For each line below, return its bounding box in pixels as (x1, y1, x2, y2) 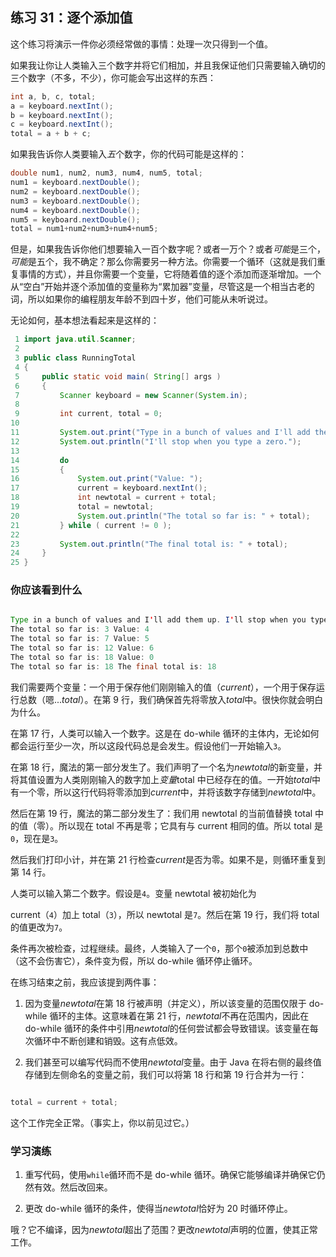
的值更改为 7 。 (10, 921, 68, 933)
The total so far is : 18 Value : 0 (10, 652, 155, 662)
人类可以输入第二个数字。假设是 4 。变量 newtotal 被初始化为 (10, 887, 257, 899)
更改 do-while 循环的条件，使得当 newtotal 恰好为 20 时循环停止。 (24, 1202, 293, 1214)
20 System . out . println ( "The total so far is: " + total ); (10, 511, 311, 521)
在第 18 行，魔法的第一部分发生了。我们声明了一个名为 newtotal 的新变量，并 (10, 761, 323, 773)
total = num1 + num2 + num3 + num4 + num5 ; (10, 224, 159, 234)
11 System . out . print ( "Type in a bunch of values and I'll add (10, 428, 311, 438)
